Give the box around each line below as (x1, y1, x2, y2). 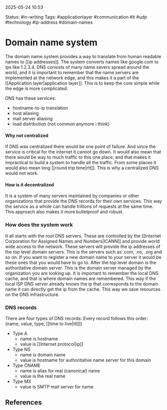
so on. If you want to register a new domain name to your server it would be (5, 254, 161, 260)
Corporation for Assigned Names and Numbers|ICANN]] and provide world (5, 238, 160, 244)
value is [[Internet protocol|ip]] (20, 341, 84, 347)
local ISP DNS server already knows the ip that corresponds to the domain (5, 281, 159, 287)
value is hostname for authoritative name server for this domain (20, 357, 151, 363)
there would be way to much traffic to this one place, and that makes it (5, 154, 151, 160)
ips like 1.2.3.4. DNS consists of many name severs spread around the (5, 64, 149, 70)
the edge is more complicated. (5, 85, 69, 91)
